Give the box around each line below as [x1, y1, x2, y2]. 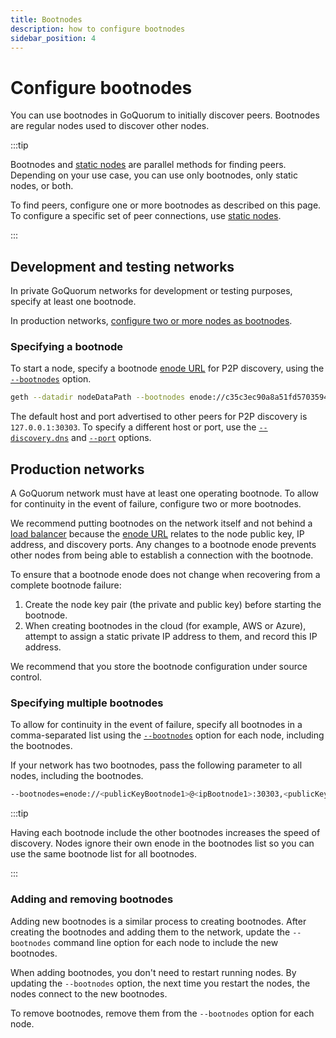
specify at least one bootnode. [10, 296, 137, 308]
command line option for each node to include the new [53, 936, 279, 948]
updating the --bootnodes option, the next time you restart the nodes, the [10, 977, 311, 989]
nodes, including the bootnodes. [10, 770, 144, 782]
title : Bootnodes [10, 14, 83, 25]
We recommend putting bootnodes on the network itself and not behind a [10, 517, 313, 530]
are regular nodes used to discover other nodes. [10, 120, 210, 132]
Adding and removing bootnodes [10, 892, 174, 906]
